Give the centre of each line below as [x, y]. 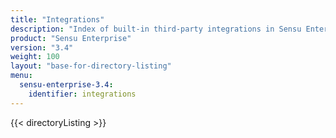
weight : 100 [35, 57]
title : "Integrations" [57, 19]
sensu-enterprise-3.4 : [66, 85]
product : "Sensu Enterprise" [71, 38]
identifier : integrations [82, 94]
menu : [21, 76]
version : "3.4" [42, 47]
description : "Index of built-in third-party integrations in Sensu [156, 29]
